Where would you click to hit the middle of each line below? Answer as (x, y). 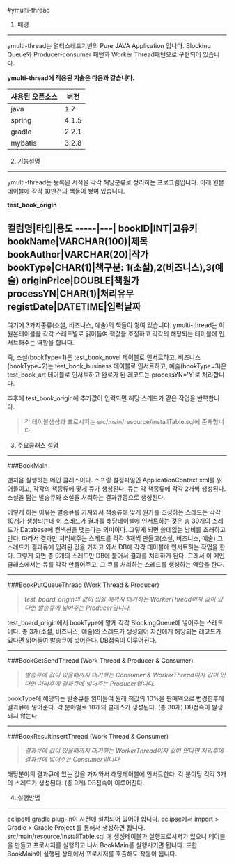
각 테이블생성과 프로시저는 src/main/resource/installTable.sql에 (112, 421)
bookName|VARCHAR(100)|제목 (78, 242)
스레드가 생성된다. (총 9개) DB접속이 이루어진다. (79, 783)
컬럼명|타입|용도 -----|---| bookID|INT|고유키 (102, 229)
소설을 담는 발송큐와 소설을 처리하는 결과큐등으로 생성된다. (86, 497)
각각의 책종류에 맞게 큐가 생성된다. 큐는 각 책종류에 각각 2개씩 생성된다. (130, 488)
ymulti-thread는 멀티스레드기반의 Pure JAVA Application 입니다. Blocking (109, 46)
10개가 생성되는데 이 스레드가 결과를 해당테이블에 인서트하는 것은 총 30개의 (109, 521)
